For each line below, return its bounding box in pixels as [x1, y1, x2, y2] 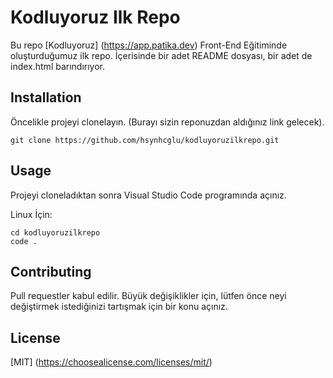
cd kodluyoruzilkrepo [10, 227, 101, 238]
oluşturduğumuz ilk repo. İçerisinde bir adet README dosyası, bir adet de [10, 49, 313, 61]
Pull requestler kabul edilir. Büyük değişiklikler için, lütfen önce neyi [10, 290, 287, 302]
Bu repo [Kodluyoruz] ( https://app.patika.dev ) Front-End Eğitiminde [10, 39, 288, 51]
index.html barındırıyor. [10, 60, 106, 72]
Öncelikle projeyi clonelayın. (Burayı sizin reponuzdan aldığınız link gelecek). [10, 116, 325, 128]
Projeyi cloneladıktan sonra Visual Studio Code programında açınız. [10, 189, 287, 201]
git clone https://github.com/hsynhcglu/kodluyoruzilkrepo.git [10, 135, 280, 145]
